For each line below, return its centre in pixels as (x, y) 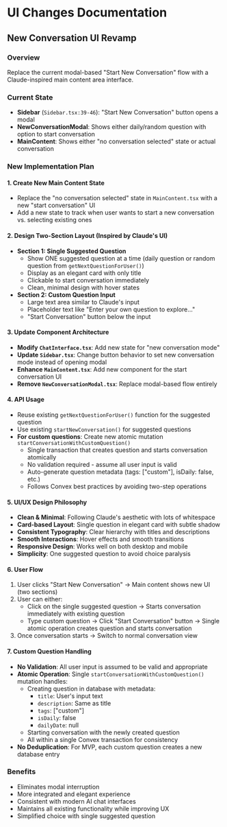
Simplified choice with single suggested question (86, 816)
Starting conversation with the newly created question (103, 732)
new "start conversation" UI (56, 205)
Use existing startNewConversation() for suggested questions (104, 429)
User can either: (40, 599)
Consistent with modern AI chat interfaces (77, 801)
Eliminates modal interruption (58, 787)
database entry (38, 754)
